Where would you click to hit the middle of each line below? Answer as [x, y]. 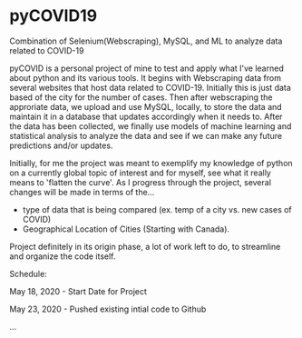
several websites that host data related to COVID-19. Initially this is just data [151, 87]
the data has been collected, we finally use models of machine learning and [151, 126]
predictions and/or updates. [61, 145]
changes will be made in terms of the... [82, 192]
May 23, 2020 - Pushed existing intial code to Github [108, 309]
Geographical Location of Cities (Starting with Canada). [126, 229]
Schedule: [28, 273]
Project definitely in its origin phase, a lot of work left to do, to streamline [145, 246]
